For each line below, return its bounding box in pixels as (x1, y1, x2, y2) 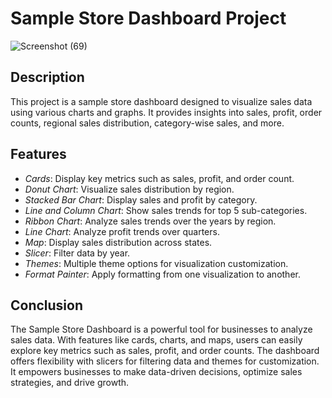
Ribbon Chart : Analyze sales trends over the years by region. (24, 215, 277, 227)
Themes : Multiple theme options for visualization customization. (24, 257, 289, 269)
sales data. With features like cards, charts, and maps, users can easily (10, 334, 303, 346)
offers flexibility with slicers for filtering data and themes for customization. (10, 355, 320, 367)
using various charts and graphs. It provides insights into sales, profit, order (10, 106, 323, 118)
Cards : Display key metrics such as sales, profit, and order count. (24, 172, 295, 184)
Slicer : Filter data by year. (24, 247, 131, 259)
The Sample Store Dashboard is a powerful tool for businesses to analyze (10, 323, 313, 336)
